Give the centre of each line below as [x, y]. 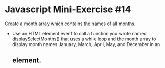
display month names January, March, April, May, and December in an [86, 44]
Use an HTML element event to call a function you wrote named [79, 33]
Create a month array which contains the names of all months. [70, 24]
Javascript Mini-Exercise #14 [68, 9]
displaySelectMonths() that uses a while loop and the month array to [84, 39]
